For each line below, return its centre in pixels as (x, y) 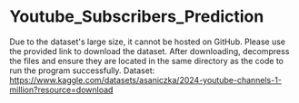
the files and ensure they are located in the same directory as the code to (147, 61)
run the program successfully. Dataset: (82, 70)
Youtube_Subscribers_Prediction (137, 17)
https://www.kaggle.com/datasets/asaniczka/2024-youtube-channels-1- (145, 80)
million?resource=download (61, 89)
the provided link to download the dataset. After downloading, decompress (149, 51)
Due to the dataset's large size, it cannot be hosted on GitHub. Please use (148, 42)
